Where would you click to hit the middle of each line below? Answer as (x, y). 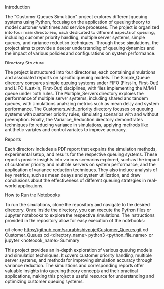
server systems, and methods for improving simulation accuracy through (79, 260)
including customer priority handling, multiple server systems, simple (75, 37)
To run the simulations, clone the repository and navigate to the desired (78, 205)
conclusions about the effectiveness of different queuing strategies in (76, 180)
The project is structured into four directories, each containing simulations (80, 72)
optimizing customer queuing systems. (45, 281)
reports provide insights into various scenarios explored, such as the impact (82, 159)
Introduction (17, 7)
